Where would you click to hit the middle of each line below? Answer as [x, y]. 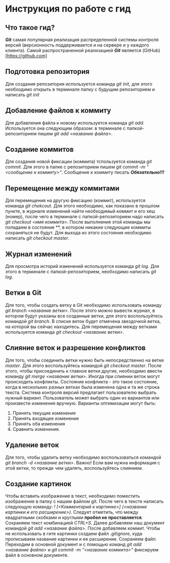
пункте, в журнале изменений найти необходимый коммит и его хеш [80, 211]
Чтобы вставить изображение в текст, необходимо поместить [73, 496]
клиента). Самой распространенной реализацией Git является [73, 50]
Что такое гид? [30, 28]
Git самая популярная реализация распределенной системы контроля [82, 39]
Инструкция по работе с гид [68, 9]
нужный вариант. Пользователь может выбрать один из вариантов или [82, 397]
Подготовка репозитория [47, 72]
